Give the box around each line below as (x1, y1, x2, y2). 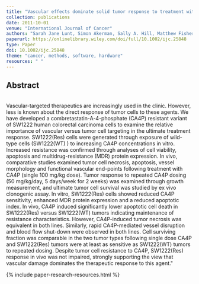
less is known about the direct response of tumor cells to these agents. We (6, 109, 189, 116)
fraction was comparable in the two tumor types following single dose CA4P (6, 235, 192, 242)
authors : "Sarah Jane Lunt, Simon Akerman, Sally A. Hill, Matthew (6, 31, 176, 37)
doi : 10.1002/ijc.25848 (6, 47, 65, 53)
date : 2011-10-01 (6, 20, 49, 25)
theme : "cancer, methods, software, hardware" (6, 53, 123, 59)
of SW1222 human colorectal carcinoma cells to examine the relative (6, 121, 174, 128)
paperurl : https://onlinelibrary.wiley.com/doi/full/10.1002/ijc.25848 (6, 36, 187, 42)
